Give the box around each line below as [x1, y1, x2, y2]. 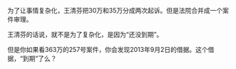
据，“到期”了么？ [7, 54, 57, 63]
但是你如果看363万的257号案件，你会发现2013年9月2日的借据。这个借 [7, 46, 215, 53]
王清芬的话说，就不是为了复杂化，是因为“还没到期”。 [7, 31, 163, 38]
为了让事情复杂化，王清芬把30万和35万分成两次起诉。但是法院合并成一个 [7, 6, 223, 14]
